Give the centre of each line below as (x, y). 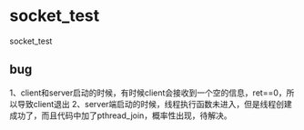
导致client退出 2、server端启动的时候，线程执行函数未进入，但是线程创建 (155, 104)
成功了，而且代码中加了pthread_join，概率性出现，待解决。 (121, 115)
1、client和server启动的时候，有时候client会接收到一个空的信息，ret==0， (148, 93)
